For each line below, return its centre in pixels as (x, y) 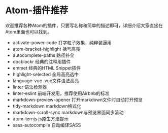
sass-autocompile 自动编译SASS (47, 125)
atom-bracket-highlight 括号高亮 (46, 49)
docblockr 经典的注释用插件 (42, 61)
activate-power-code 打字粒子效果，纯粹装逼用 (62, 42)
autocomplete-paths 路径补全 (43, 55)
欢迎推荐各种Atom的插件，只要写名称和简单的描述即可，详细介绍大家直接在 (84, 25)
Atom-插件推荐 (37, 10)
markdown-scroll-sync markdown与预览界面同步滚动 (68, 112)
